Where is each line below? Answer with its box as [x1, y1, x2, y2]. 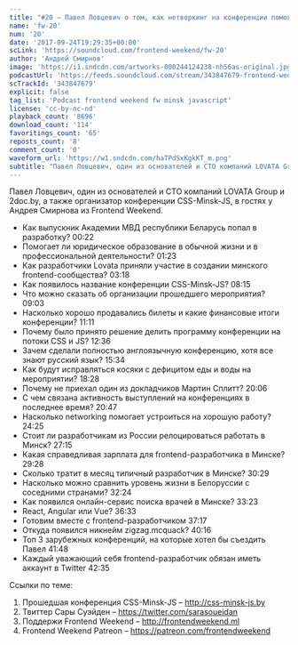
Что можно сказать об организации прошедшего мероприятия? [21, 288, 266, 299]
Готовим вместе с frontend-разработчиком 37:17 [21, 515, 208, 526]
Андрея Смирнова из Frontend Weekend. [9, 206, 164, 216]
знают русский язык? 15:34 [21, 355, 126, 366]
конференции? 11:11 [21, 317, 95, 327]
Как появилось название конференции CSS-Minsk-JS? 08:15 [21, 279, 251, 290]
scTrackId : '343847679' [9, 79, 98, 88]
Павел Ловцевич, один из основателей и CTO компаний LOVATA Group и [9, 186, 286, 197]
